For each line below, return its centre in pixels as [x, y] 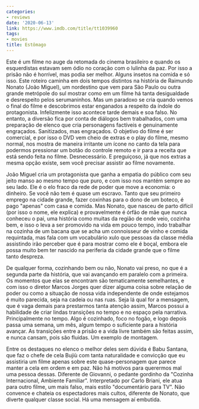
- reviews [18, 17]
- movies [17, 39]
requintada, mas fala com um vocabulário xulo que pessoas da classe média [99, 237]
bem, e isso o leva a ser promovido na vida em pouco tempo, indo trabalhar [99, 225]
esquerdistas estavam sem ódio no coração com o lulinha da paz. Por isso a [99, 68]
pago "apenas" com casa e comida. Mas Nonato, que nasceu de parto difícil [99, 206]
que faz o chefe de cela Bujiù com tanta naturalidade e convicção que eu [96, 355]
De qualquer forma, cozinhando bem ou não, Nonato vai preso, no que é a [97, 268]
